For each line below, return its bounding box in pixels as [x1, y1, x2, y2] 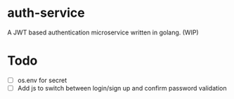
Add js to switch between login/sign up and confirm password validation [17, 84, 227, 92]
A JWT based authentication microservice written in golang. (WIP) [7, 28, 199, 37]
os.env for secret [17, 76, 67, 84]
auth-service [7, 5, 86, 21]
